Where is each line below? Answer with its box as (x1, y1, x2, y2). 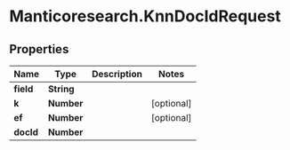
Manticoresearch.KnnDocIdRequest (9, 6, 282, 27)
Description (92, 68, 142, 80)
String (47, 83, 75, 95)
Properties (9, 42, 69, 57)
